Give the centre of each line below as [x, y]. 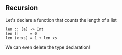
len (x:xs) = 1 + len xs [31, 38]
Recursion [22, 8]
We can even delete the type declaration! [48, 47]
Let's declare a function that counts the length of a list [61, 20]
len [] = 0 [21, 33]
